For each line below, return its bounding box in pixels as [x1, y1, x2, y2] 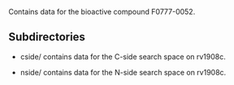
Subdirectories [8, 30, 85, 44]
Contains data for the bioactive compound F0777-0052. [8, 7, 196, 16]
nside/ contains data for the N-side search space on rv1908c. [19, 67, 227, 77]
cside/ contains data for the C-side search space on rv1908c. [19, 52, 226, 62]
